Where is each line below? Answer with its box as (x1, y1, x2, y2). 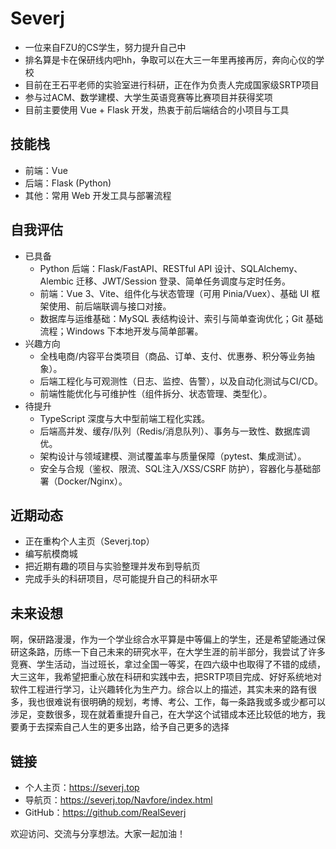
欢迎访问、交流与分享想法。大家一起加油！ (10, 828, 186, 839)
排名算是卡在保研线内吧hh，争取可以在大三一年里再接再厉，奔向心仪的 (24, 53, 317, 66)
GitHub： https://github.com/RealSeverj (24, 807, 187, 818)
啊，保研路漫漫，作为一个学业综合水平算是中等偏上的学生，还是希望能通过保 (10, 633, 326, 646)
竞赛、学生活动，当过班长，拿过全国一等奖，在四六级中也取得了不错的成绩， (10, 658, 326, 671)
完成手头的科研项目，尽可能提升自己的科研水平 (24, 573, 218, 585)
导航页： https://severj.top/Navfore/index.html (24, 794, 213, 806)
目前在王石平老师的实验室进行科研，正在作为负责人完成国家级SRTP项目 (24, 78, 320, 91)
